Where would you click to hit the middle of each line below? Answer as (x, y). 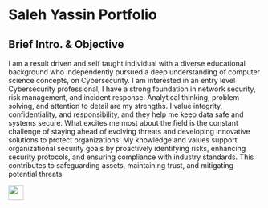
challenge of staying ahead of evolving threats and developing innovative (129, 131)
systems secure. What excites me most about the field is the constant (124, 123)
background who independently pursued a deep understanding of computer (134, 72)
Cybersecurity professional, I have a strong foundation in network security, (132, 89)
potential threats (35, 174)
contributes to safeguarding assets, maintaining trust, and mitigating (121, 165)
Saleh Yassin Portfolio (83, 15)
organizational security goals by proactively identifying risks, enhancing (127, 148)
